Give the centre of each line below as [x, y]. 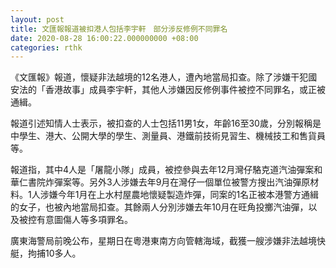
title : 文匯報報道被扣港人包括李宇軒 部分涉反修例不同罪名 [119, 29]
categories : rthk [46, 47]
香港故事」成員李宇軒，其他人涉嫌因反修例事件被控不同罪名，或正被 [185, 90]
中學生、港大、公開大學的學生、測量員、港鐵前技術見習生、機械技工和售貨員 [168, 136]
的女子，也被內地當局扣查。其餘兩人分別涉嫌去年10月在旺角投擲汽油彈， [159, 207]
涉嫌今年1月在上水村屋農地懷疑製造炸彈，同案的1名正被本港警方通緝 [179, 195]
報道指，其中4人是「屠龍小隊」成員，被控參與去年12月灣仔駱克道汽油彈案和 [166, 170]
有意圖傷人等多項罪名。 [84, 220]
